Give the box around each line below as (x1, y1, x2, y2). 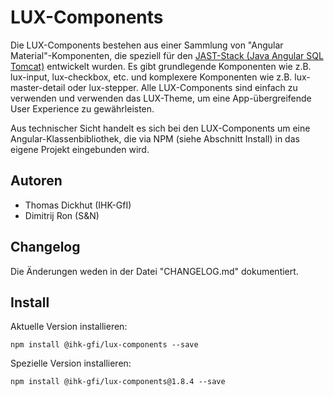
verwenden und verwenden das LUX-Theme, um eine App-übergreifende (10, 92, 312, 104)
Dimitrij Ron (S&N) (24, 209, 100, 221)
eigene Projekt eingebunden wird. (10, 143, 150, 155)
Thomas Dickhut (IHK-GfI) (24, 199, 132, 211)
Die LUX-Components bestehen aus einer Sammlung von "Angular (10, 39, 284, 51)
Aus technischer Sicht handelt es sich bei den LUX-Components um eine (10, 122, 311, 134)
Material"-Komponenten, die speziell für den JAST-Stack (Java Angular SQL (10, 49, 324, 61)
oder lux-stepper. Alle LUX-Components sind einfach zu (67, 81, 298, 93)
